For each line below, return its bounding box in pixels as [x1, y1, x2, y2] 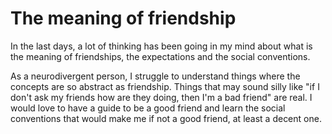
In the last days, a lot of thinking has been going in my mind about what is [10, 40, 313, 52]
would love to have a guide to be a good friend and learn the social [10, 102, 286, 114]
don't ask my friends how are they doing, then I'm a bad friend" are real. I [10, 91, 313, 103]
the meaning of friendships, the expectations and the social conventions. [10, 50, 311, 62]
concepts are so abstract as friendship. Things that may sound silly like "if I [10, 80, 320, 92]
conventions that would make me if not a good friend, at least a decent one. [10, 112, 322, 124]
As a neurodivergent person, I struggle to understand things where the [10, 70, 301, 82]
